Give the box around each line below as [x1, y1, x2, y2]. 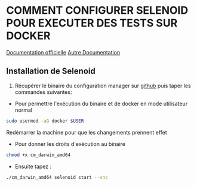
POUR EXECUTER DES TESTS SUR [6, 16, 178, 30]
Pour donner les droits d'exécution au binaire [14, 140, 125, 147]
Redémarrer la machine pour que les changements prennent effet [6, 129, 167, 136]
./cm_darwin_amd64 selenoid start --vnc [6, 174, 109, 180]
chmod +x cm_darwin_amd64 [6, 152, 70, 158]
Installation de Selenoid [6, 66, 96, 77]
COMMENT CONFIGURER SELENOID [6, 4, 189, 17]
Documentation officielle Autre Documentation [6, 48, 121, 56]
